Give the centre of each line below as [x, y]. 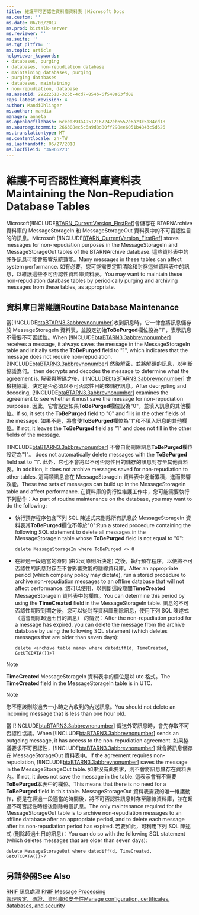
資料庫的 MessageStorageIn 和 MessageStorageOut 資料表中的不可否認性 [96, 231]
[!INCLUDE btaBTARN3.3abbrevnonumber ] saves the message [112, 762]
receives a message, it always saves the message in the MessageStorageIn [98, 344]
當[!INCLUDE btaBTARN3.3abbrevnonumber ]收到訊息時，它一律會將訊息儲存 [99, 323]
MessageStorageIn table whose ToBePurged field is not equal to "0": [99, 538]
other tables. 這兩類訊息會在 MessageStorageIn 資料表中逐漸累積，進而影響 [99, 477]
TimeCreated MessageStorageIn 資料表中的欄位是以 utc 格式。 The [88, 677]
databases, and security [36, 906]
